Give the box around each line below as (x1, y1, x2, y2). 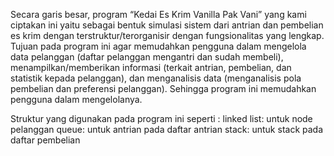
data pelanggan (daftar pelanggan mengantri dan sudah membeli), (10, 51, 284, 63)
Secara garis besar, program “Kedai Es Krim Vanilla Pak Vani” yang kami (10, 9, 307, 20)
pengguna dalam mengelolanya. (10, 94, 143, 105)
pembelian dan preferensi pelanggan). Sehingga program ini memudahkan (10, 83, 317, 94)
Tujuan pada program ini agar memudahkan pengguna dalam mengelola (10, 40, 307, 52)
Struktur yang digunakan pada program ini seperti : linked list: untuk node (10, 113, 313, 124)
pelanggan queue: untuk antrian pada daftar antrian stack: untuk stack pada (10, 124, 324, 135)
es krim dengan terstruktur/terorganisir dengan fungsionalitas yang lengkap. (10, 30, 325, 41)
